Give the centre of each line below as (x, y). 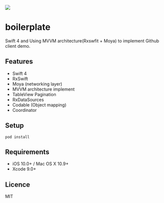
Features (19, 62)
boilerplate (28, 27)
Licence (18, 185)
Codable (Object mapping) (39, 105)
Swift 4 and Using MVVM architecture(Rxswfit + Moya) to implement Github (82, 41)
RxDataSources (28, 100)
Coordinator (24, 110)
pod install (17, 137)
